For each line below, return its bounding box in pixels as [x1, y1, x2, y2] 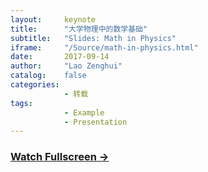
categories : [10, 80, 60, 90]
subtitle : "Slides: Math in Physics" [10, 33, 177, 43]
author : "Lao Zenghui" [10, 61, 123, 71]
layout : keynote [10, 14, 97, 25]
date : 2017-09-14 [10, 52, 110, 62]
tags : [10, 98, 33, 108]
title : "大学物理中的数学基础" [10, 24, 148, 34]
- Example [63, 107, 105, 118]
